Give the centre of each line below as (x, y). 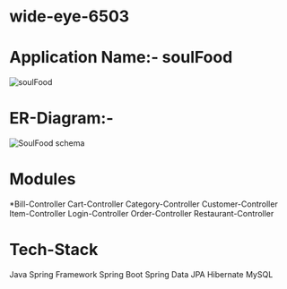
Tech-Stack (54, 250)
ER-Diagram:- (61, 119)
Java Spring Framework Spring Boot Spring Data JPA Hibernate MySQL (141, 274)
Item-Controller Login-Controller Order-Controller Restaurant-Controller (142, 213)
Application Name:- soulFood (121, 58)
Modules (43, 179)
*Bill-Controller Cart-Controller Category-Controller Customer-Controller (143, 204)
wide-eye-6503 (70, 17)
